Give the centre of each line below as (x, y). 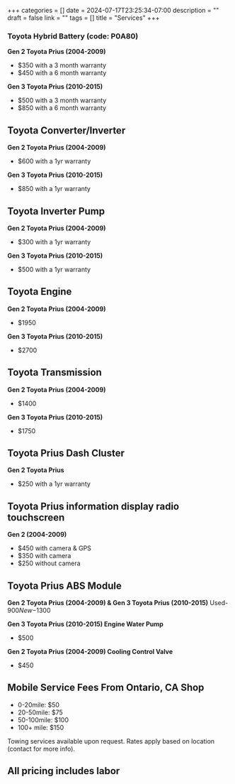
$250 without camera (49, 563)
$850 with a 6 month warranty (62, 108)
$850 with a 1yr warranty (54, 189)
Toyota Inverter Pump (56, 211)
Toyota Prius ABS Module (64, 586)
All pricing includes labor (64, 771)
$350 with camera (44, 556)
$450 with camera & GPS (55, 548)
